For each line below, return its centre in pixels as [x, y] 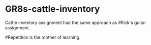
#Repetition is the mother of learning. [43, 37]
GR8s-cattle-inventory [52, 9]
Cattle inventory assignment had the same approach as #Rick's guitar [76, 22]
